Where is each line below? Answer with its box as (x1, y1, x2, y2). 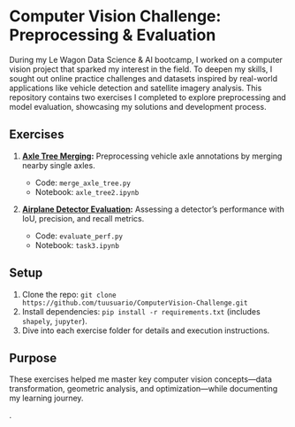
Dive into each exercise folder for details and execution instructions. (21, 325, 270, 336)
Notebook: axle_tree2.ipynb (34, 186, 140, 197)
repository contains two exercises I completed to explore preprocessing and (9, 91, 287, 103)
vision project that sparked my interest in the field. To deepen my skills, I (9, 64, 273, 74)
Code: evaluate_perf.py (34, 230, 124, 241)
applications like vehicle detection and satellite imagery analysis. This (9, 82, 262, 93)
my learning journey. (9, 392, 84, 404)
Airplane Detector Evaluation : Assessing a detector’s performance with (21, 204, 284, 214)
